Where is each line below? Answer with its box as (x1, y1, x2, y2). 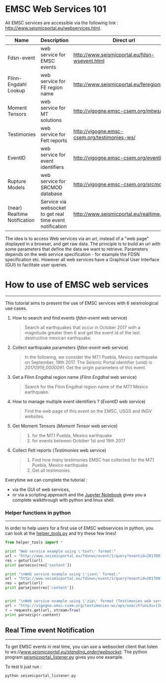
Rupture (7, 178, 26, 185)
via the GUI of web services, (12, 486, 70, 492)
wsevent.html (73, 57, 105, 64)
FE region (40, 84, 63, 91)
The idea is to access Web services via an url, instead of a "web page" (5, 236, 149, 241)
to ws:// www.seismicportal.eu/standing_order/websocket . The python (5, 649, 147, 655)
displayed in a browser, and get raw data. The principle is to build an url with (5, 241, 161, 246)
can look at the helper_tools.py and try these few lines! (5, 530, 117, 536)
